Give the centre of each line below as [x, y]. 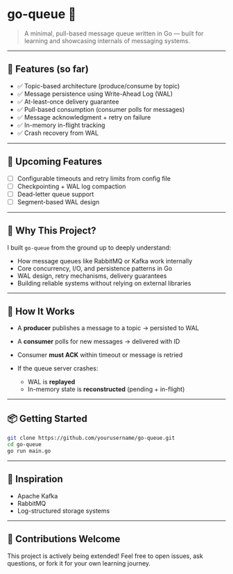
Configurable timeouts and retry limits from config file [94, 178]
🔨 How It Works [41, 312]
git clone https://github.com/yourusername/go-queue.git [91, 438]
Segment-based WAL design [58, 202]
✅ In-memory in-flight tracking [61, 125]
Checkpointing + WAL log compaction [71, 186]
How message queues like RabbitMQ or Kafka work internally [105, 261]
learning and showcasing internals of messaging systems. [107, 40]
